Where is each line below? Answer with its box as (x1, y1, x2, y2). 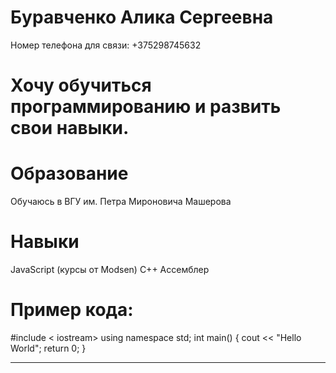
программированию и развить (10, 96, 282, 118)
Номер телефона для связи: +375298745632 (10, 39, 202, 51)
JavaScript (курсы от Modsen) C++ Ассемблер (10, 264, 210, 275)
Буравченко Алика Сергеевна (10, 6, 274, 29)
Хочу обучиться (10, 74, 152, 97)
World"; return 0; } (10, 342, 87, 354)
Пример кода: (10, 299, 134, 321)
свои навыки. (10, 117, 130, 140)
